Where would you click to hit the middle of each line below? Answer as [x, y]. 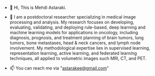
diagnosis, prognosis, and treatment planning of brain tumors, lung [77, 38]
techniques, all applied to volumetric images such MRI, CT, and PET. [78, 58]
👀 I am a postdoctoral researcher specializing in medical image [73, 17]
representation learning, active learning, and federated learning [73, 53]
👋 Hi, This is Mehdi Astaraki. [38, 8]
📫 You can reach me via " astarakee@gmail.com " [59, 68]
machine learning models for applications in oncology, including [74, 32]
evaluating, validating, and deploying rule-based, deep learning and [77, 27]
